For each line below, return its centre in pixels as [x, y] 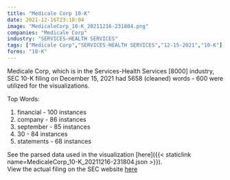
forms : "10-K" [27, 52]
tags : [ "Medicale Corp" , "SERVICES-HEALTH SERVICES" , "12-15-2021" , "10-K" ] [115, 45]
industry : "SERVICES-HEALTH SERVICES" [62, 39]
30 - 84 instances [42, 133]
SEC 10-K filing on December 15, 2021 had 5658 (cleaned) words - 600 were [115, 78]
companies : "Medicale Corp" [47, 33]
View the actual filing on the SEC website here [72, 169]
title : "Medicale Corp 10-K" [49, 13]
